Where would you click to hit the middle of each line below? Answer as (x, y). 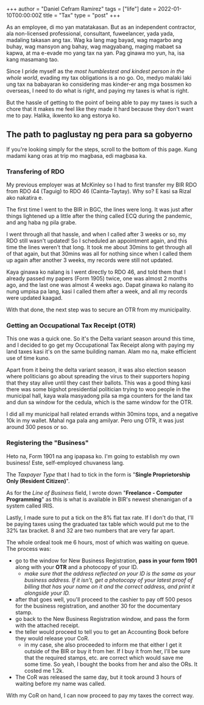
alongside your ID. (47, 593)
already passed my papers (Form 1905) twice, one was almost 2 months (97, 278)
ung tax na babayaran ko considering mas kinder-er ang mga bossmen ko (99, 84)
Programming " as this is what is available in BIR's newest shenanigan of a (99, 499)
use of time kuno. (28, 358)
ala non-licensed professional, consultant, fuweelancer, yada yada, (90, 34)
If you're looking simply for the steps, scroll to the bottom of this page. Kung (102, 149)
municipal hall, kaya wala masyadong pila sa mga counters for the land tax (100, 396)
